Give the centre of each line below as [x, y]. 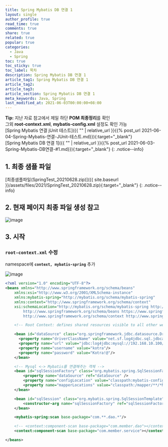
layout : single [21, 15]
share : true [17, 33]
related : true [20, 38]
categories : [17, 47]
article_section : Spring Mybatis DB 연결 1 [50, 94]
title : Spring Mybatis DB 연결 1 [39, 10]
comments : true [21, 29]
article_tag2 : [20, 84]
